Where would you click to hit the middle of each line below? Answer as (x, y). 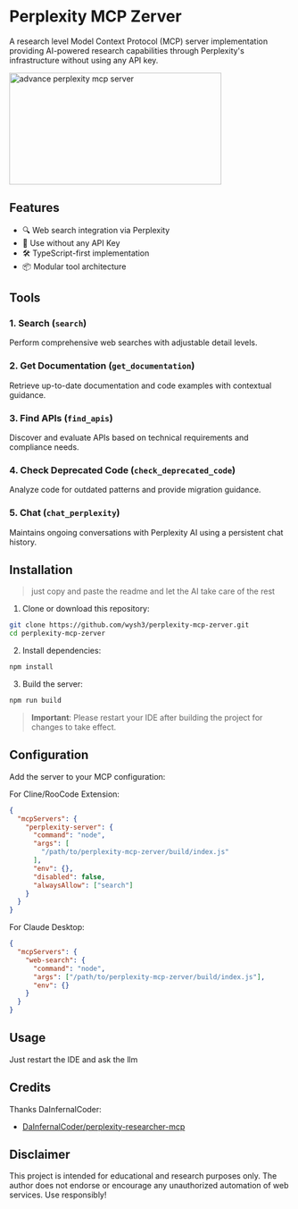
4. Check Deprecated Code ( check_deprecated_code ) (123, 469)
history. (23, 542)
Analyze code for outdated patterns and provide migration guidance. (135, 490)
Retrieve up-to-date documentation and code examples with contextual (141, 385)
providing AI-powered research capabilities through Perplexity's (127, 50)
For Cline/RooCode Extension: (65, 794)
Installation (41, 570)
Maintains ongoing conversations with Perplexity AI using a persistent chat (146, 532)
